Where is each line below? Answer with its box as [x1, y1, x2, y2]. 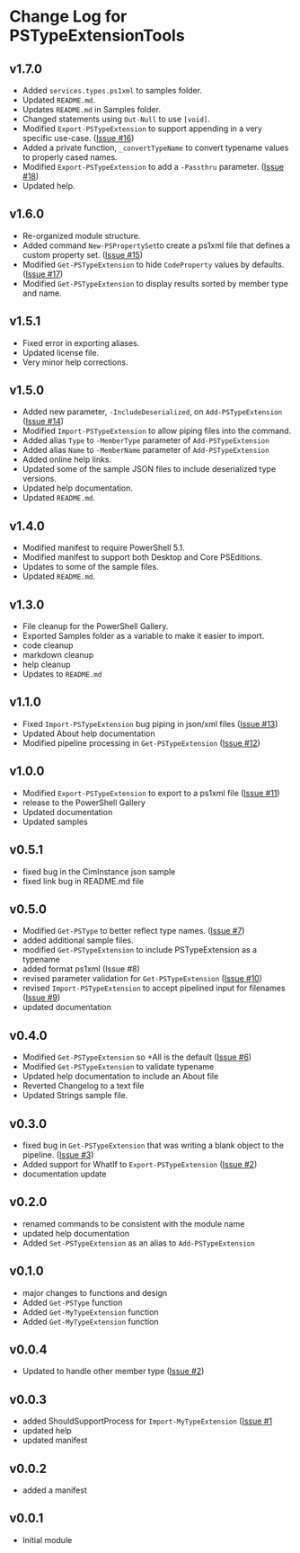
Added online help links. [22, 454, 112, 465]
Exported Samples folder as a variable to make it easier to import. [22, 631, 265, 642]
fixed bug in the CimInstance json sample [22, 865, 176, 877]
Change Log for [9, 6, 128, 27]
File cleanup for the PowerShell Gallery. [22, 621, 169, 632]
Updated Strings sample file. [22, 1090, 128, 1101]
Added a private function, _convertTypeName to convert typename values [22, 142, 289, 153]
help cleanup [22, 659, 71, 670]
